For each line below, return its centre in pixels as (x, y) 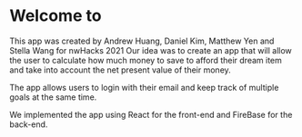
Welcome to (55, 16)
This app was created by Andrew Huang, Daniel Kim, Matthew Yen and (142, 41)
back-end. (29, 124)
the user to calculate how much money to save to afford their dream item (146, 60)
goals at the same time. (53, 97)
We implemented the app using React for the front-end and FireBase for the (151, 114)
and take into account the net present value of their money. (121, 70)
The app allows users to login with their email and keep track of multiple (144, 87)
